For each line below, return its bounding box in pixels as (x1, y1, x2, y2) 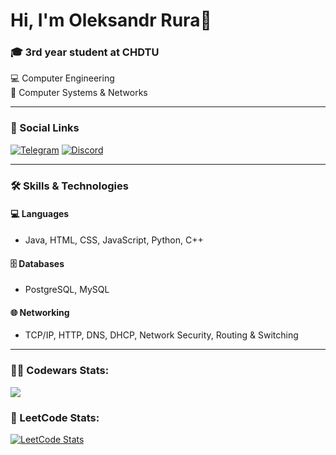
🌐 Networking (10, 306, 70, 318)
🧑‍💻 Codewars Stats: (10, 364, 110, 378)
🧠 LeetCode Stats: (10, 410, 100, 424)
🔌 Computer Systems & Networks (10, 87, 148, 99)
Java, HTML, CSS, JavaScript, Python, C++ (24, 234, 204, 246)
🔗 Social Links (10, 121, 80, 135)
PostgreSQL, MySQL (24, 284, 110, 296)
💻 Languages (10, 208, 70, 220)
